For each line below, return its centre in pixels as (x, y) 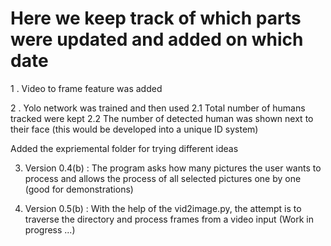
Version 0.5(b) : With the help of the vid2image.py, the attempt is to (163, 208)
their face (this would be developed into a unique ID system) (134, 129)
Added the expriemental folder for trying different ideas (124, 148)
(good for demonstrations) (79, 189)
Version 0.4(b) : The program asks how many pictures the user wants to (173, 168)
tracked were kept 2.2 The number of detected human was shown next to (162, 118)
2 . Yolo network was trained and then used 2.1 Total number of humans (158, 108)
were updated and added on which (157, 39)
